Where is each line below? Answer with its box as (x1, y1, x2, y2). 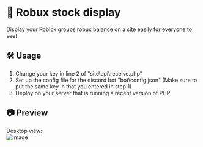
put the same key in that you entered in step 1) (15, 82, 132, 90)
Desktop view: (6, 127, 43, 134)
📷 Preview (6, 108, 48, 118)
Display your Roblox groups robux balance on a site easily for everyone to (6, 26, 193, 33)
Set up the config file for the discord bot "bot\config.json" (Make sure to (15, 76, 197, 84)
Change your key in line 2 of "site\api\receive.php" (15, 70, 142, 77)
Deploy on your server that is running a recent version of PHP (15, 89, 171, 96)
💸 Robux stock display (6, 5, 121, 20)
